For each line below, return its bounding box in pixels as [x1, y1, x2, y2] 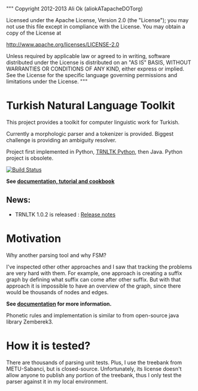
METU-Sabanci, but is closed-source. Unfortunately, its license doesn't [6, 365, 182, 372]
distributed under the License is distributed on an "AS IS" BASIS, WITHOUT [6, 59, 191, 66]
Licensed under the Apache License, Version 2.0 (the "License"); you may [6, 17, 189, 23]
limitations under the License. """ [6, 78, 88, 85]
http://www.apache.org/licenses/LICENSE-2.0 [6, 41, 120, 48]
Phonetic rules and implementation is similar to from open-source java [6, 311, 179, 319]
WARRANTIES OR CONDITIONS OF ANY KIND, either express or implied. [6, 65, 184, 72]
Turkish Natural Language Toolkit [6, 99, 175, 112]
